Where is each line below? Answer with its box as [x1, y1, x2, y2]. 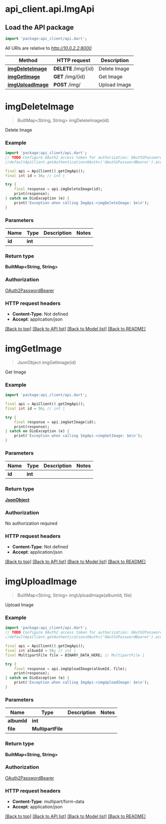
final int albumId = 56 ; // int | [5, 648, 77, 653]
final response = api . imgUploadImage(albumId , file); [14, 666, 127, 671]
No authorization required [5, 520, 58, 526]
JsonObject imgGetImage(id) [17, 359, 77, 365]
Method [19, 57, 38, 64]
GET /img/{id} [53, 73, 85, 80]
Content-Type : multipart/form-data [12, 799, 85, 805]
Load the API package [5, 23, 74, 32]
